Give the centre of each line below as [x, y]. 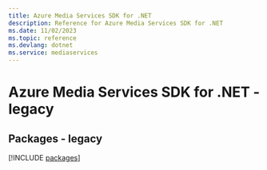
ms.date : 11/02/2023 [43, 30]
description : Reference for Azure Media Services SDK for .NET [116, 23]
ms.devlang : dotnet [41, 45]
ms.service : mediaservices [53, 53]
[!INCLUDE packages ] [44, 158]
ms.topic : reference [43, 38]
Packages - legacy [55, 138]
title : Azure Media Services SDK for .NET [80, 16]
